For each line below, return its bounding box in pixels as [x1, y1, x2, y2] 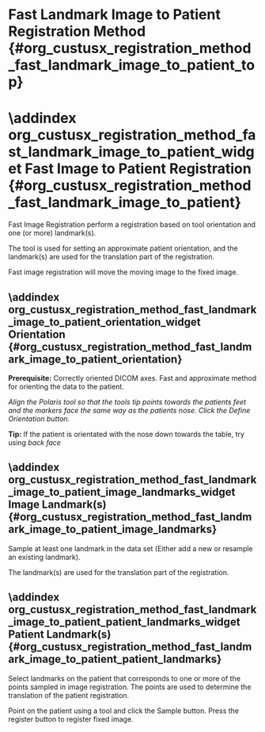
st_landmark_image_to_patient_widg [8, 143, 255, 161]
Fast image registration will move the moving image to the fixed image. [8, 267, 239, 277]
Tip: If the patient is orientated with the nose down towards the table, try [8, 429, 245, 439]
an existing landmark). [8, 552, 81, 561]
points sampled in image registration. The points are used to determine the [8, 682, 252, 692]
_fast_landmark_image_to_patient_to [8, 56, 256, 75]
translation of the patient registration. [8, 690, 130, 699]
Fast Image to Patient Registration [25, 160, 252, 178]
